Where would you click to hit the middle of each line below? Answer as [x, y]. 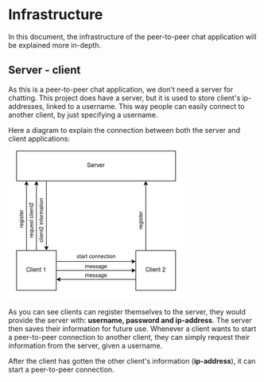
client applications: [39, 138]
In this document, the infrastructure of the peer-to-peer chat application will [132, 37]
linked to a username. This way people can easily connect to [146, 106]
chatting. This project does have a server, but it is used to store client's [124, 98]
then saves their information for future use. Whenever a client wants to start [132, 329]
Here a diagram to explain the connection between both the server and [124, 130]
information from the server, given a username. [85, 345]
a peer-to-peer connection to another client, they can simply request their [129, 337]
